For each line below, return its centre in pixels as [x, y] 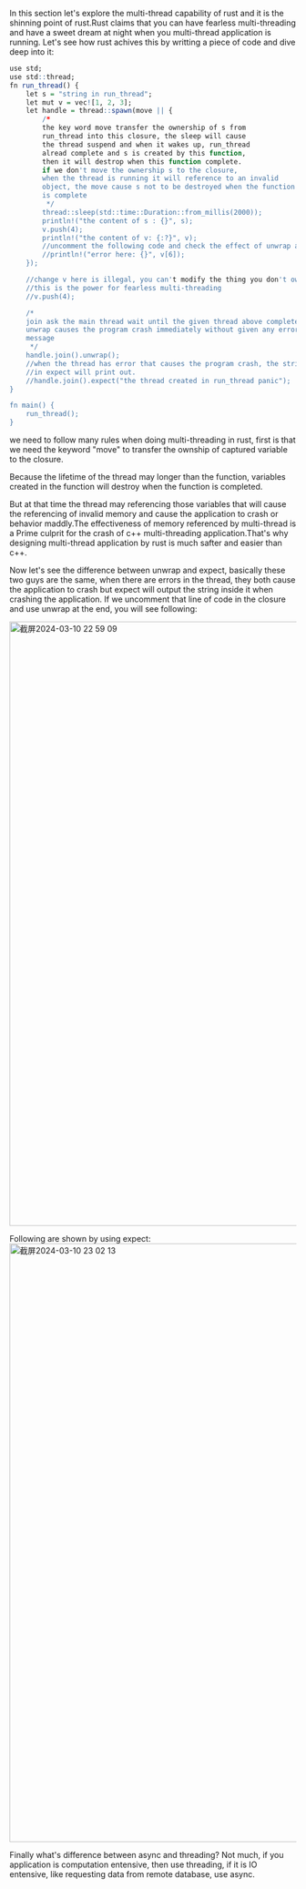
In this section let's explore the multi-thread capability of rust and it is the [147, 13]
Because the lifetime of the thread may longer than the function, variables [148, 477]
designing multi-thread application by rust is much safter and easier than [146, 543]
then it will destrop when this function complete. [143, 162]
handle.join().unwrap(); [73, 355]
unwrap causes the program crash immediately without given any [150, 330]
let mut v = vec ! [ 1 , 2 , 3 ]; [79, 102]
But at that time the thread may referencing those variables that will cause [148, 504]
